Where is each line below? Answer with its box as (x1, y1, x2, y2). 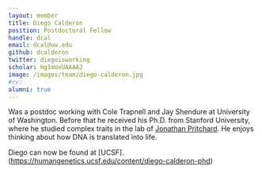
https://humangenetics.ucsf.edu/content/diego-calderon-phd (10, 156, 211, 166)
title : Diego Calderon (8, 19, 83, 27)
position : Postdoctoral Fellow (8, 26, 112, 34)
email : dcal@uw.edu (8, 41, 73, 49)
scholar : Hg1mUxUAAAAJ (8, 63, 83, 71)
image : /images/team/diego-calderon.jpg (8, 71, 144, 79)
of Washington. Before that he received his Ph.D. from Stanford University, (8, 116, 251, 125)
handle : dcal (8, 33, 51, 42)
